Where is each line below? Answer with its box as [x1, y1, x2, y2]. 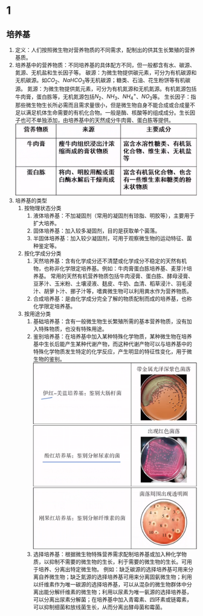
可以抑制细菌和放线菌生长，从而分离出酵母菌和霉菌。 [33, 603, 166, 611]
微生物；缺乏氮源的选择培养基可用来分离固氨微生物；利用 [49, 573, 192, 580]
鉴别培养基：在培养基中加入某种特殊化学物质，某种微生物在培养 [33, 333, 192, 340]
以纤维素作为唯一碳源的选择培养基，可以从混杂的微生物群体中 [33, 580, 187, 588]
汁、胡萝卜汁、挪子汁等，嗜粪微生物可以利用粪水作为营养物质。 [33, 287, 192, 295]
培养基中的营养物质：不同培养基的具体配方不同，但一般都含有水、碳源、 [14, 62, 195, 68]
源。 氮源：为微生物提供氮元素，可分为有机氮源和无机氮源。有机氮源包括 [14, 85, 197, 92]
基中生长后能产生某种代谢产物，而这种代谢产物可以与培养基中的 [33, 341, 192, 348]
